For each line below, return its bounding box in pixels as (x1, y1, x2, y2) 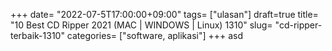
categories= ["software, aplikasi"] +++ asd (66, 30, 244, 41)
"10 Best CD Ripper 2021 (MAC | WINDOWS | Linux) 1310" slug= (10, 19, 273, 31)
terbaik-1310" (10, 30, 65, 41)
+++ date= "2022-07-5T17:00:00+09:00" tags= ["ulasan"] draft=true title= (10, 9, 319, 20)
